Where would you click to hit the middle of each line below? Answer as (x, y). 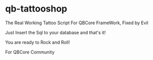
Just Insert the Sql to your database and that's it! (56, 32)
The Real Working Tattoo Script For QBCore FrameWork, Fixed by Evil (77, 23)
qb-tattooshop (36, 9)
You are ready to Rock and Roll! (38, 42)
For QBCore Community (30, 52)
